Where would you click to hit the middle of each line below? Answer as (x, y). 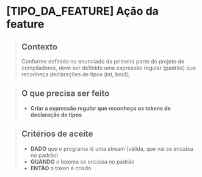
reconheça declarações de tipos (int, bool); (75, 74)
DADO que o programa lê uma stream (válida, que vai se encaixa (112, 148)
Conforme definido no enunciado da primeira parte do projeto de (103, 61)
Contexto (39, 47)
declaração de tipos (56, 115)
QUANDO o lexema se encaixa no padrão (82, 161)
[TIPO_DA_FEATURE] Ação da (82, 11)
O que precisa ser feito (65, 94)
